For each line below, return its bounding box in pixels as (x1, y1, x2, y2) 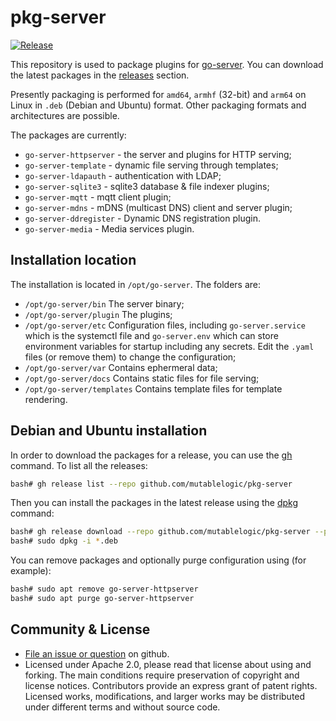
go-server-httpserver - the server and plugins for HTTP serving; (24, 148, 292, 160)
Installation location (10, 252, 137, 269)
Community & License (10, 621, 151, 638)
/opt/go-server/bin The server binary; (24, 297, 185, 310)
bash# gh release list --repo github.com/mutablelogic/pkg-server (10, 479, 293, 489)
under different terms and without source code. (24, 701, 221, 713)
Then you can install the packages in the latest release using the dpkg (10, 497, 299, 509)
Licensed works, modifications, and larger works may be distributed (24, 690, 306, 702)
